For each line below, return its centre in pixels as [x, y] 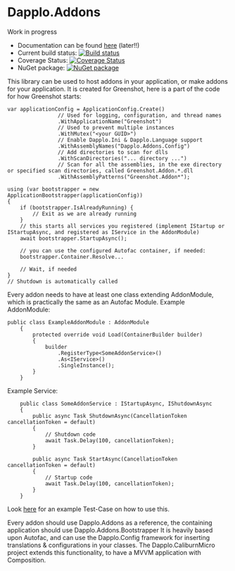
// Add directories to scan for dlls [113, 152]
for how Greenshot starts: [45, 96]
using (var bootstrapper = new [53, 189]
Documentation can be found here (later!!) [78, 45]
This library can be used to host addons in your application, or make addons [118, 81]
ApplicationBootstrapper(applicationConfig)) [75, 195]
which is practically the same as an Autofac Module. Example [96, 302]
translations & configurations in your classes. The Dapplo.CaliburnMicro [112, 545]
